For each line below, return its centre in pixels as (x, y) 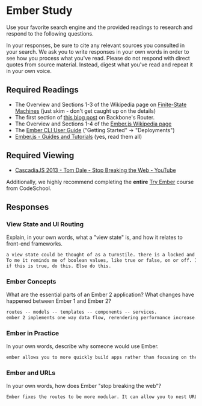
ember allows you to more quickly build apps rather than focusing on (96, 357)
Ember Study (39, 11)
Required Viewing (40, 155)
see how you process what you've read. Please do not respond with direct (98, 58)
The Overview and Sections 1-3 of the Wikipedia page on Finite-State (101, 104)
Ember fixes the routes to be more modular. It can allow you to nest (96, 397)
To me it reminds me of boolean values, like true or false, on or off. (99, 261)
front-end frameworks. (35, 244)
